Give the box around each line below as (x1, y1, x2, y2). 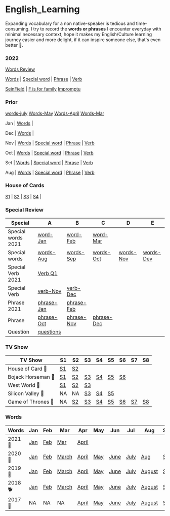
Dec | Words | (5, 130, 34, 136)
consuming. (5, 25, 30, 32)
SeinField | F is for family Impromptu (5, 86, 81, 92)
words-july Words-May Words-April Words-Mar (5, 110, 105, 116)
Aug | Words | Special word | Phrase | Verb (5, 169, 95, 175)
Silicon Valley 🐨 (8, 390, 45, 397)
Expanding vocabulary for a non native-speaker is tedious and (5, 20, 135, 26)
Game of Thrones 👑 (8, 398, 54, 405)
